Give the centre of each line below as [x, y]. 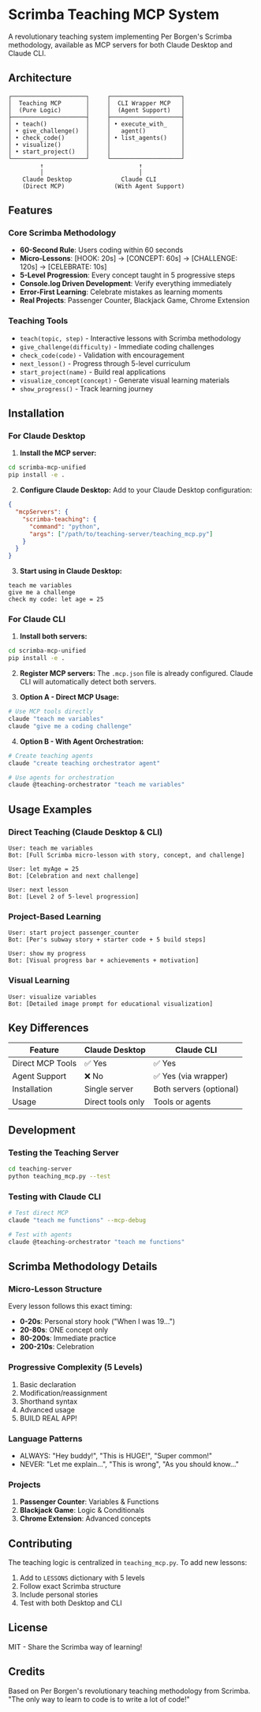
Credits [27, 1672]
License [28, 1628]
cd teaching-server [40, 1169]
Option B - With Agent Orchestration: [82, 741]
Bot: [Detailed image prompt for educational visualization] [111, 1004]
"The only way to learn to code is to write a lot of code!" [99, 1699]
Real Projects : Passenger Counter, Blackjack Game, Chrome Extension [134, 300]
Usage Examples [50, 809]
